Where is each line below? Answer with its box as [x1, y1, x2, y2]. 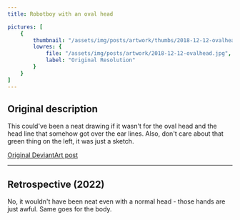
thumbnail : [33, 36, 66, 44]
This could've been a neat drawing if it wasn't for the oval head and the [7, 122, 217, 131]
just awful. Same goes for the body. [7, 205, 112, 214]
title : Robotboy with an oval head [7, 10, 114, 18]
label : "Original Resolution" [45, 56, 136, 64]
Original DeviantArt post [7, 151, 79, 159]
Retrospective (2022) [7, 178, 105, 190]
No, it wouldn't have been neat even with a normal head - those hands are [7, 197, 226, 206]
